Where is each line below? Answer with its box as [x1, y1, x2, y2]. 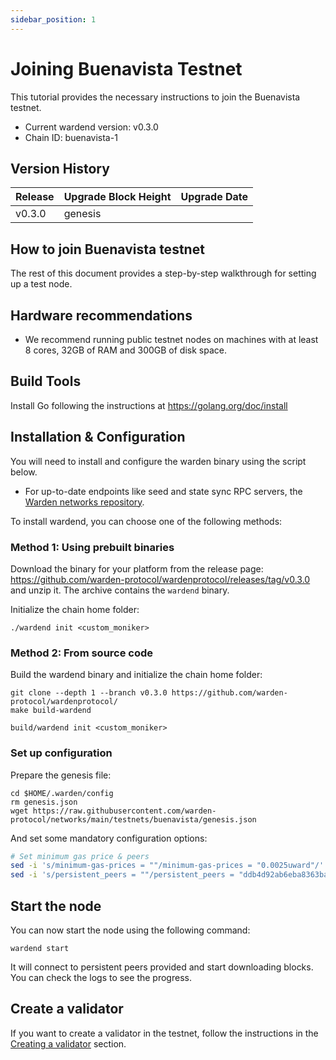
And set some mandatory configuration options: [10, 832, 208, 844]
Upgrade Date [180, 190, 249, 204]
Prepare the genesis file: [10, 769, 112, 781]
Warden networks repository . [24, 496, 145, 508]
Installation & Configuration [10, 429, 186, 446]
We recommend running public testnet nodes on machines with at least [24, 334, 319, 345]
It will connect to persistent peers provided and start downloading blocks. [10, 961, 314, 973]
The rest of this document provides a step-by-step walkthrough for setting [10, 267, 317, 280]
